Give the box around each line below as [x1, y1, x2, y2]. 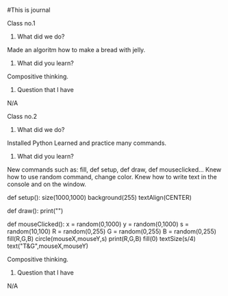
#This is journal [7, 6, 51, 14]
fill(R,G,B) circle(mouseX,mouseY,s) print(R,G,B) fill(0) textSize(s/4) [7, 235, 197, 242]
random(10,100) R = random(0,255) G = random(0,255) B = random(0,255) [7, 227, 217, 236]
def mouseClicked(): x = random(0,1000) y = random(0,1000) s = [7, 220, 190, 228]
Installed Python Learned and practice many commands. [7, 139, 166, 147]
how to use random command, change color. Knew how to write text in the [7, 173, 217, 181]
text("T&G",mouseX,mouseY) [7, 242, 89, 250]
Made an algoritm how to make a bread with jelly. [7, 46, 146, 54]
